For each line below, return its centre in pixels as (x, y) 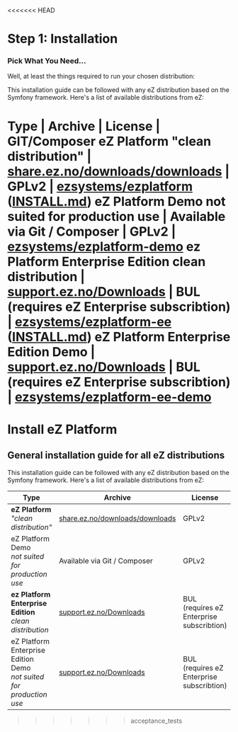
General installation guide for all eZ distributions (116, 456)
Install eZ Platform (62, 429)
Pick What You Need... (47, 61)
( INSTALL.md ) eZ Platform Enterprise (119, 337)
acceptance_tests (157, 721)
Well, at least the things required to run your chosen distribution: (101, 76)
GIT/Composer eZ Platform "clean (109, 141)
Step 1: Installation (63, 39)
